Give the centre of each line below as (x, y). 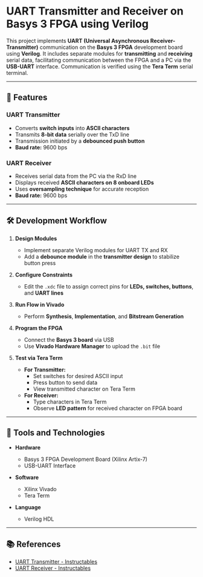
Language (28, 507)
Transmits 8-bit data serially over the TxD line (72, 134)
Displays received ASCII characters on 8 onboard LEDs (84, 182)
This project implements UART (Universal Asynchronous (78, 41)
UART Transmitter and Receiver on (95, 11)
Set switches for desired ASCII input (78, 376)
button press (40, 263)
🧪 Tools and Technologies (56, 433)
